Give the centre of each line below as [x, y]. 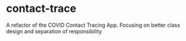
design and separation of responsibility [54, 31]
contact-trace [41, 9]
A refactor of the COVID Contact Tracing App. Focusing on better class [93, 25]
